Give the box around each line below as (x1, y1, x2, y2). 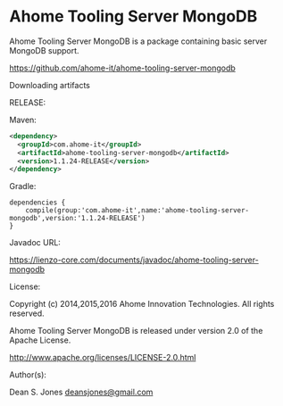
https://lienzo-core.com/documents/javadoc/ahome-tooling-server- (9, 254, 259, 265)
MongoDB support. (9, 45, 79, 55)
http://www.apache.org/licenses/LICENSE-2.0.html (9, 352, 196, 363)
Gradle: (9, 181, 37, 192)
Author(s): (9, 369, 47, 380)
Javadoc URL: (9, 237, 61, 248)
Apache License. (9, 335, 71, 345)
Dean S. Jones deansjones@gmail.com (9, 386, 154, 398)
